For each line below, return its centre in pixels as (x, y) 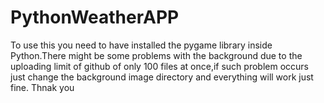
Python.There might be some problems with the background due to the (156, 55)
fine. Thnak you (42, 87)
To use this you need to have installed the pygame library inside (141, 45)
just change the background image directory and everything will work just (162, 77)
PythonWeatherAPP (95, 17)
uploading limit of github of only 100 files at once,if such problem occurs (159, 66)
